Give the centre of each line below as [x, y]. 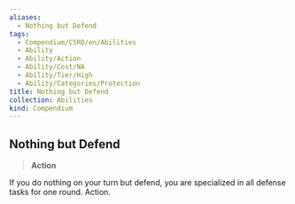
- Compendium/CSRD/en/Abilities [77, 42]
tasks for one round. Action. [60, 192]
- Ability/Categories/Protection [79, 83]
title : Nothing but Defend [59, 91]
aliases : [25, 17]
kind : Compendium [41, 108]
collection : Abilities [51, 100]
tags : [19, 34]
